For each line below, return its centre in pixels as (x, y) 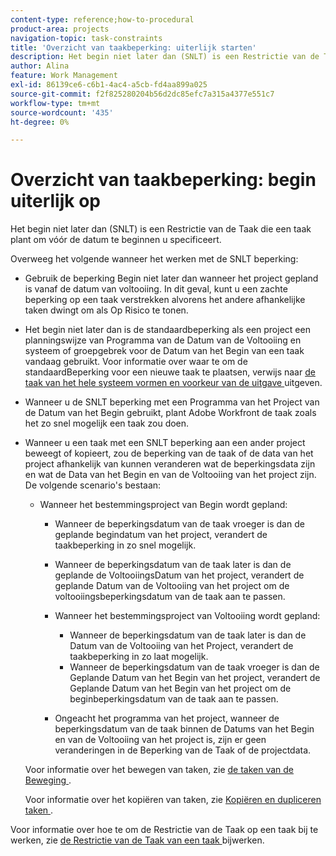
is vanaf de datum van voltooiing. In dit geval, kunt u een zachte (156, 289)
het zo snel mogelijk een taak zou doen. (107, 423)
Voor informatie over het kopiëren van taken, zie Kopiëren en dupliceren (173, 800)
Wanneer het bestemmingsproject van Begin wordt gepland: (163, 505)
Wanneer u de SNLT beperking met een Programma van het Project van (172, 402)
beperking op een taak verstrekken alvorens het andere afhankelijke (165, 300)
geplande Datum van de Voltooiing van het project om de (172, 586)
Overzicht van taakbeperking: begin (163, 180)
